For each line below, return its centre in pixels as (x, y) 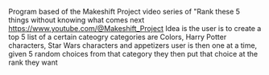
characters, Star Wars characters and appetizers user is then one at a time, (133, 45)
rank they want (33, 62)
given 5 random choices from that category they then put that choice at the (133, 54)
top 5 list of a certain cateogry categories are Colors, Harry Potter (118, 37)
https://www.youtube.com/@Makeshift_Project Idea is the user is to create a (135, 28)
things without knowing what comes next (77, 20)
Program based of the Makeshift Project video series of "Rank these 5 (124, 12)
